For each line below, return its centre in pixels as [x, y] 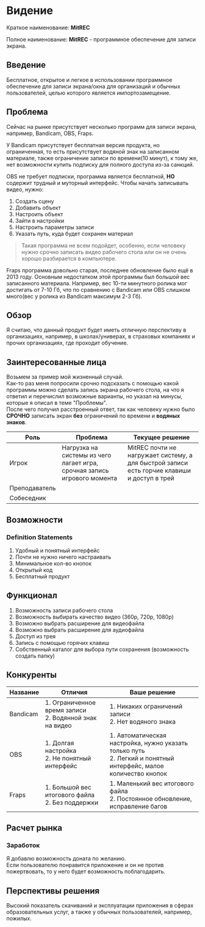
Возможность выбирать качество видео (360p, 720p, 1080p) [94, 617]
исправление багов [138, 806]
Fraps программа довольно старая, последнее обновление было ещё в [100, 270]
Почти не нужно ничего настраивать [63, 557]
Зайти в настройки [40, 220]
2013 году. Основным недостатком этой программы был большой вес [98, 277]
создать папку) [35, 656]
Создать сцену [34, 201]
